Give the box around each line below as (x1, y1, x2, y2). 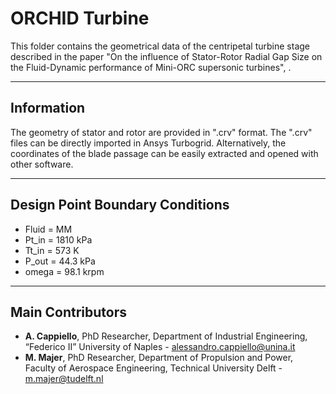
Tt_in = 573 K (24, 244, 80, 256)
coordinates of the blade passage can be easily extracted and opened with (10, 147, 319, 159)
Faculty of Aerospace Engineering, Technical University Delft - (24, 362, 283, 374)
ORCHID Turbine (10, 7, 150, 30)
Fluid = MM (24, 223, 73, 235)
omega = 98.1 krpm (24, 265, 105, 277)
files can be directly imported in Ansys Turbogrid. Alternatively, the (10, 137, 287, 149)
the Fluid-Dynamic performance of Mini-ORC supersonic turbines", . (10, 61, 292, 73)
